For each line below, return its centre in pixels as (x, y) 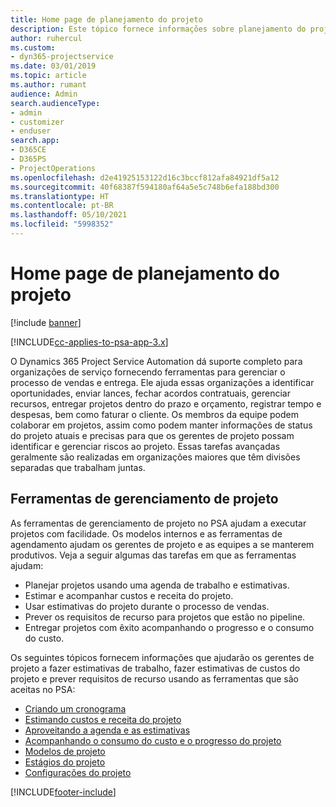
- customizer (37, 122)
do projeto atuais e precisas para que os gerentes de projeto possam (152, 435)
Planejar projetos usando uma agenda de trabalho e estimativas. (157, 585)
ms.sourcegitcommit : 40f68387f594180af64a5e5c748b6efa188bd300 (145, 187)
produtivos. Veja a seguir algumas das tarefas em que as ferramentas (153, 555)
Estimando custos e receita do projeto (103, 719)
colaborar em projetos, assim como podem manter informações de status (161, 425)
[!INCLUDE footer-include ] (63, 792)
